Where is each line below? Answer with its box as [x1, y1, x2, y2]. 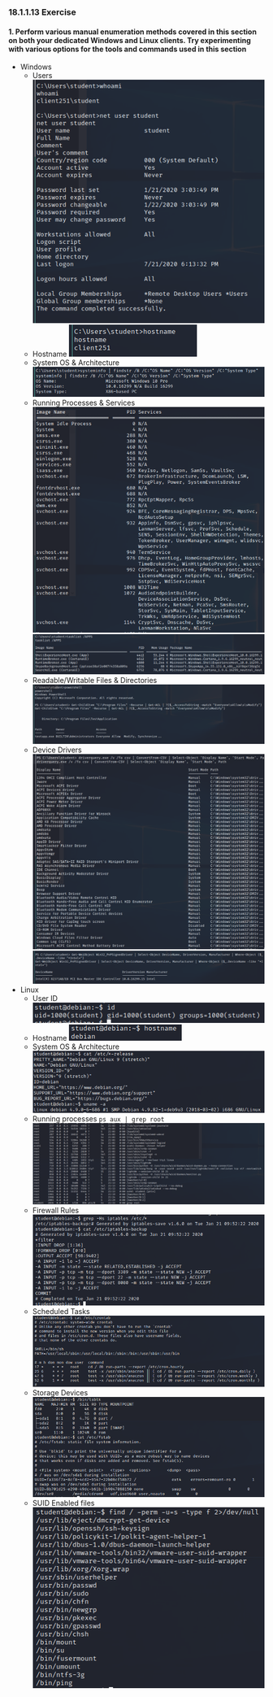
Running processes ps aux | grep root [32, 1113, 165, 1124]
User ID [32, 993, 58, 1003]
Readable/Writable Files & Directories [32, 675, 158, 685]
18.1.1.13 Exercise [8, 7, 76, 18]
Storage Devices [32, 1387, 89, 1397]
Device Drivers [32, 745, 83, 755]
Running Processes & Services [32, 398, 136, 407]
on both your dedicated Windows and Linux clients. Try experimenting [8, 35, 252, 45]
